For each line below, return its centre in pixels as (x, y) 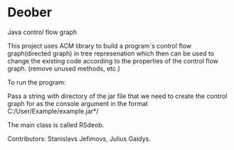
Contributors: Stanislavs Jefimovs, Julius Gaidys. (79, 139)
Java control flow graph (42, 32)
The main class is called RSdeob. (56, 124)
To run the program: (37, 82)
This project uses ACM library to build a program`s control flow (100, 45)
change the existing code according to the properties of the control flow (113, 60)
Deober (30, 12)
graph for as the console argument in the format (78, 103)
